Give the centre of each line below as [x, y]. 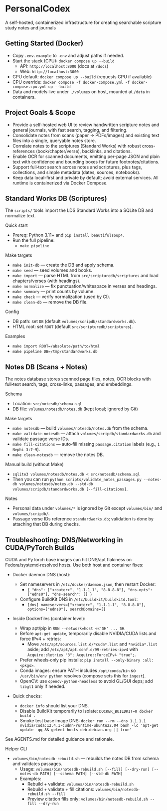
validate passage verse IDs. [41, 439]
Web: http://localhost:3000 [49, 71]
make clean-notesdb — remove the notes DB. [58, 455]
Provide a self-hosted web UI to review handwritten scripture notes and [86, 125]
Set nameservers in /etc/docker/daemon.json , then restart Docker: [88, 584]
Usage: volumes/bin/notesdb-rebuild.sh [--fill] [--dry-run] [85, 769]
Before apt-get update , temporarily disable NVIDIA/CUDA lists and [88, 633]
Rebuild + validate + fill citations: [61, 789]
